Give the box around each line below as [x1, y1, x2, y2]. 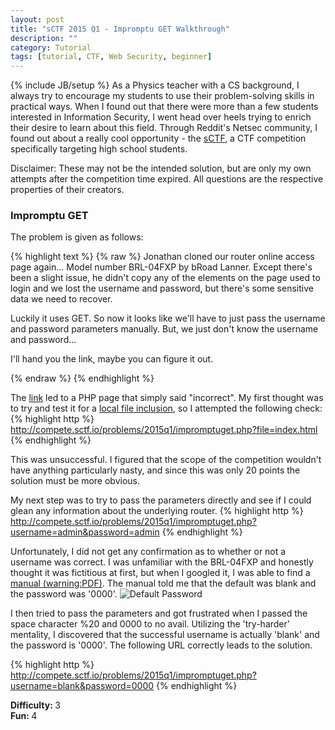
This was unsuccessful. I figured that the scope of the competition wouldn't [10, 454, 322, 466]
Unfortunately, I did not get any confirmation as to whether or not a [10, 546, 287, 558]
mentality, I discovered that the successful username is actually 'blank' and [10, 629, 320, 641]
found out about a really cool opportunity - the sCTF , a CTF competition [10, 132, 307, 145]
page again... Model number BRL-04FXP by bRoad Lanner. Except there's [10, 261, 313, 273]
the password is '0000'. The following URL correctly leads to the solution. [10, 639, 313, 651]
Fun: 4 [10, 710, 38, 722]
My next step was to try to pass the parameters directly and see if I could [10, 494, 312, 506]
